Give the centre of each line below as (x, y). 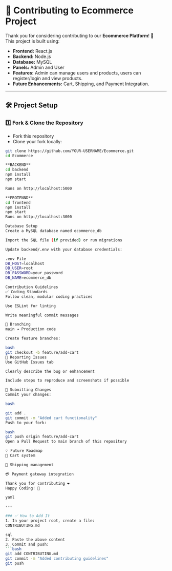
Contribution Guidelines (32, 287)
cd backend (17, 170)
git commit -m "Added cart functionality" (51, 418)
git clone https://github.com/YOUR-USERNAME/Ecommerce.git (70, 151)
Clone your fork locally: (37, 141)
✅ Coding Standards (26, 292)
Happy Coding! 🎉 (23, 488)
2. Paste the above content (35, 539)
